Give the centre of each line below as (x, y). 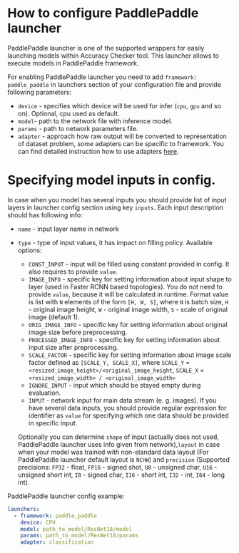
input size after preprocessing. (73, 347)
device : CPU (38, 522)
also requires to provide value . (73, 272)
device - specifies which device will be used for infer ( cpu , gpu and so (119, 105)
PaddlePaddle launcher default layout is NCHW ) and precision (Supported (123, 459)
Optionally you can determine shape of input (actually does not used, (118, 437)
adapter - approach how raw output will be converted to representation (122, 136)
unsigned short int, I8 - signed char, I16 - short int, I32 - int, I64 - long (121, 475)
